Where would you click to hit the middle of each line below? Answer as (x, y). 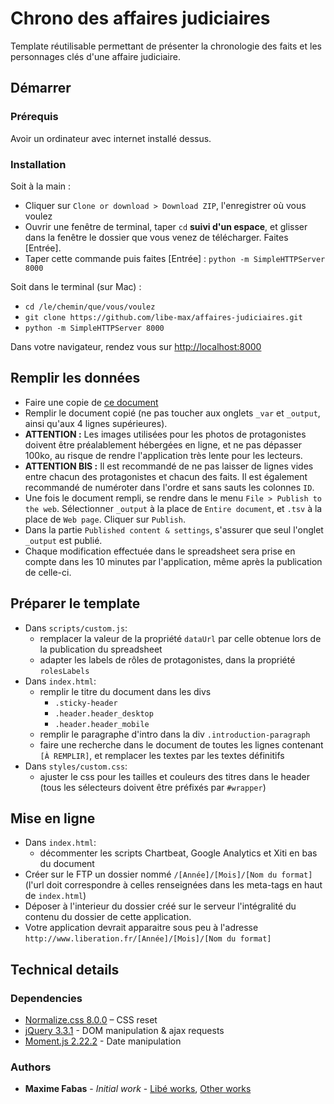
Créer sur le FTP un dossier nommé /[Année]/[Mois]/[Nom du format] (168, 874)
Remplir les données (75, 378)
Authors (31, 1067)
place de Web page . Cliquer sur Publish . (105, 519)
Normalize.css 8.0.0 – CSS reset (91, 1020)
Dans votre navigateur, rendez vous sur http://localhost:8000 (136, 346)
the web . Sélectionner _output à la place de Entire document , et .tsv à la (173, 508)
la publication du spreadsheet (101, 649)
